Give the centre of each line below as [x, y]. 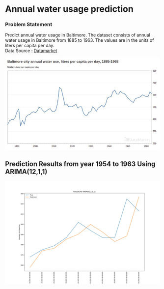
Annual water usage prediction [69, 9]
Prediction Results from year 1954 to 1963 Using [80, 164]
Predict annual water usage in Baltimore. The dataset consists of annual [78, 35]
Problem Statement [29, 25]
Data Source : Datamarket [31, 51]
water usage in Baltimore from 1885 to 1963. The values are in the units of [80, 40]
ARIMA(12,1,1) [26, 172]
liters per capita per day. [30, 46]
